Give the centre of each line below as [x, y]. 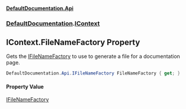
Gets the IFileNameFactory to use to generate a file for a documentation [93, 56]
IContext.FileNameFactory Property [73, 42]
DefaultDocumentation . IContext [53, 23]
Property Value [25, 86]
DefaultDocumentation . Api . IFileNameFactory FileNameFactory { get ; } [93, 73]
